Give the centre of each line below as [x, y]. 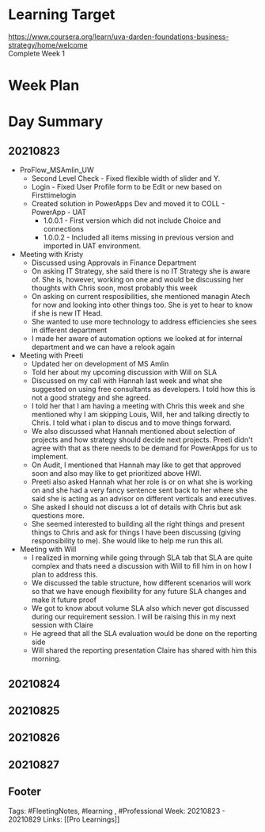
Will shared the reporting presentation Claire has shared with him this [144, 650]
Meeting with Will [48, 550]
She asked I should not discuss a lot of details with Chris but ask [136, 507]
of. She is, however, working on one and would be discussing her [137, 280]
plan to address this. [64, 575]
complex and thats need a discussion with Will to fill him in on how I [141, 566]
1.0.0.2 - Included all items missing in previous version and [138, 238]
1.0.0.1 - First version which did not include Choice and [132, 220]
